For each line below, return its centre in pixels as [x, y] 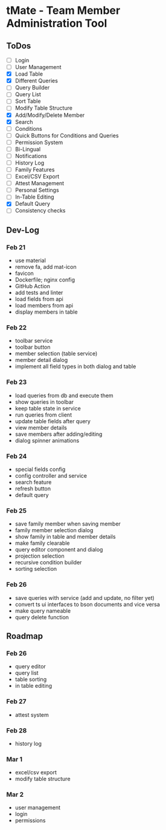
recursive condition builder [48, 562]
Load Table [29, 74]
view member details [41, 427]
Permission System [39, 142]
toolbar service [34, 341]
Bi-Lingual [28, 149]
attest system [32, 714]
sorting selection [36, 569]
